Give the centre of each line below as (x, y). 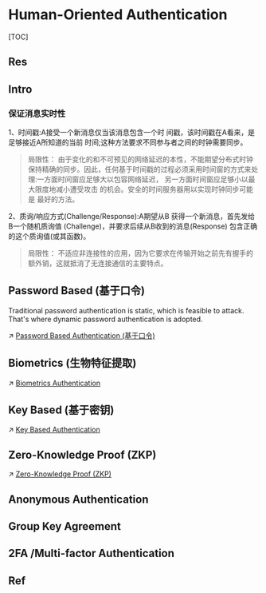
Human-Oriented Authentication (118, 15)
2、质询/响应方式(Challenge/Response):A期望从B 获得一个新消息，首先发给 (132, 217)
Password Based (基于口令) (77, 291)
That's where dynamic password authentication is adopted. (106, 319)
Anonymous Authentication (78, 499)
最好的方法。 (58, 199)
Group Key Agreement (65, 526)
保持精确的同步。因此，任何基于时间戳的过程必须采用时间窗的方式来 (139, 169)
